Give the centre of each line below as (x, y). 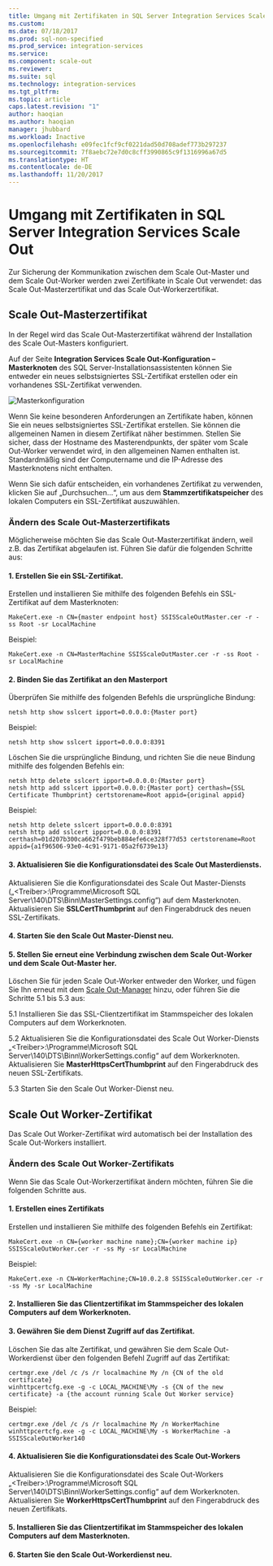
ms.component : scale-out (50, 62)
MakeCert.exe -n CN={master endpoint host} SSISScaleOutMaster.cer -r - (134, 618)
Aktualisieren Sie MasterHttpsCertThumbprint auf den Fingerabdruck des (133, 1064)
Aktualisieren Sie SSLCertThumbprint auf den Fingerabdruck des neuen (130, 908)
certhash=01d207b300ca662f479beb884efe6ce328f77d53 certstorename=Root (132, 840)
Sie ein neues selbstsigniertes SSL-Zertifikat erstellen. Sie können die (125, 424)
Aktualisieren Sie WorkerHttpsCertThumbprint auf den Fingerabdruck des (134, 1500)
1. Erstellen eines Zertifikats (56, 1209)
